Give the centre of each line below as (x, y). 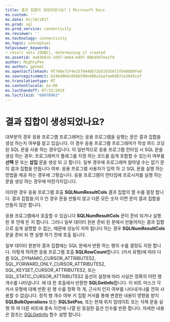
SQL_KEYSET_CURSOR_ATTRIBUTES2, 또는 (51, 270)
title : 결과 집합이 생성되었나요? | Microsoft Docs (55, 10)
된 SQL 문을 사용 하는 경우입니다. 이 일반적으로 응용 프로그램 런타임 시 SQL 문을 (84, 150)
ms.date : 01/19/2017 (27, 19)
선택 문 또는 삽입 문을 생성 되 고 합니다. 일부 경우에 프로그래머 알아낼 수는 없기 (82, 162)
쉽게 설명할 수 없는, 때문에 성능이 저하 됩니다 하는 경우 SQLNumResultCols (90, 228)
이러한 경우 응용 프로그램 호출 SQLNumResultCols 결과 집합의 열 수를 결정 (80, 192)
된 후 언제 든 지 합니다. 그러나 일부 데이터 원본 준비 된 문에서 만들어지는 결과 (80, 222)
